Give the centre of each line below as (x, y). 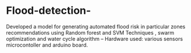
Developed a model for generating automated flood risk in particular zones (96, 26)
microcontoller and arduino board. (47, 45)
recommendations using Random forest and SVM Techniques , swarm (90, 32)
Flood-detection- (49, 11)
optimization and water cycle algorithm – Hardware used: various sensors (94, 39)
